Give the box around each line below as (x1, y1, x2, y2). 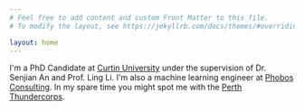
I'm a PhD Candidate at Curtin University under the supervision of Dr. (9, 62, 267, 73)
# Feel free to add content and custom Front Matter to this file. (9, 13, 270, 23)
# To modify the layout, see (9, 22, 119, 31)
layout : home (9, 38, 59, 47)
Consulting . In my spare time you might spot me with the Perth (9, 82, 242, 93)
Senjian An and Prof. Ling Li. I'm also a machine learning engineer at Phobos (9, 72, 294, 83)
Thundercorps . (9, 91, 65, 102)
